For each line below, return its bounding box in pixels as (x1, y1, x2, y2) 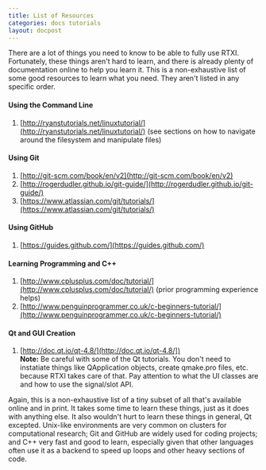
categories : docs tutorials (8, 19, 102, 27)
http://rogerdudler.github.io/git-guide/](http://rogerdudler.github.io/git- (22, 179, 254, 188)
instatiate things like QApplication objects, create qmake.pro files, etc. (19, 363, 249, 372)
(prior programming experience (156, 285, 259, 294)
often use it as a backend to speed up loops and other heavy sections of (8, 446, 245, 456)
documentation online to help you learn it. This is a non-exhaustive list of (8, 65, 246, 75)
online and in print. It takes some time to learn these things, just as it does (8, 403, 249, 414)
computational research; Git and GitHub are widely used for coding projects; (8, 429, 258, 438)
